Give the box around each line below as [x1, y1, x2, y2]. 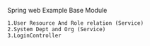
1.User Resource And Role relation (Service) [7, 20, 144, 27]
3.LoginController [7, 32, 62, 39]
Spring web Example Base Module [7, 6, 108, 14]
